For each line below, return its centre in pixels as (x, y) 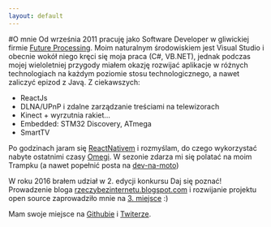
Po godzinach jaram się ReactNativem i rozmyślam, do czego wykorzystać (133, 148)
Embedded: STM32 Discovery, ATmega (86, 123)
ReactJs (34, 97)
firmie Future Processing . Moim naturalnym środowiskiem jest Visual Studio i (136, 47)
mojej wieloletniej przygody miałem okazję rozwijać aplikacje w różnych (129, 65)
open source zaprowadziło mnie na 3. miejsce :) (88, 198)
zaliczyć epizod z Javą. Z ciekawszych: (74, 82)
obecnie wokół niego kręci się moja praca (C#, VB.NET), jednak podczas (130, 56)
